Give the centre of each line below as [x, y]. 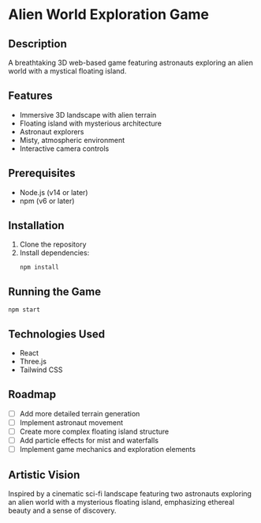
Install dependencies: [54, 253]
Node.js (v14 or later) [54, 192]
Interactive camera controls [64, 149]
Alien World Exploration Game [108, 15]
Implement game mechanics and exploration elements [107, 450]
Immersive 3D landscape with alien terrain [88, 115]
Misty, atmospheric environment [72, 140]
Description [37, 44]
